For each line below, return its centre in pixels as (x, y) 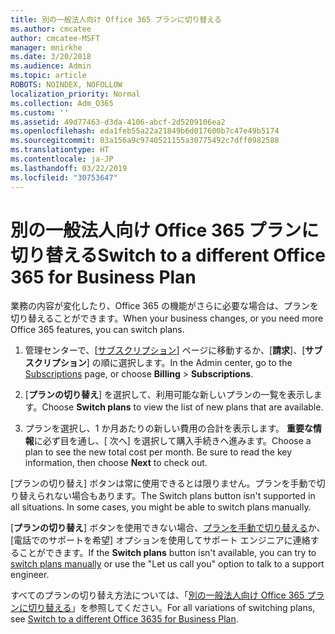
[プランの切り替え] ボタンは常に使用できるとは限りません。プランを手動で (163, 483)
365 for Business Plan (103, 277)
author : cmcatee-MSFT (55, 38)
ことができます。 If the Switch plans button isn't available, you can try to (167, 553)
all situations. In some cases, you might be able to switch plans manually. (161, 507)
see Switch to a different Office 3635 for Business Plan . (124, 619)
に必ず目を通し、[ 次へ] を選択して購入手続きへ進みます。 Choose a (172, 441)
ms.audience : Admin (51, 66)
